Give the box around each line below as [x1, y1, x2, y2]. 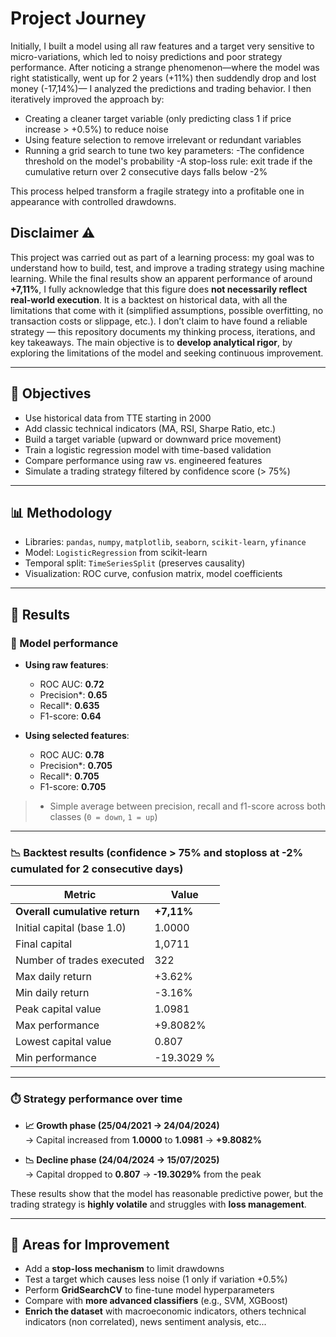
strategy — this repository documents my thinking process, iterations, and [10, 325, 316, 337]
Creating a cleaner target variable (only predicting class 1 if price [24, 112, 292, 124]
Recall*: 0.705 [39, 770, 100, 782]
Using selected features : [24, 730, 130, 742]
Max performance [15, 1018, 100, 1032]
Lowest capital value [15, 1035, 112, 1049]
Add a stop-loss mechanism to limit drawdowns [24, 1263, 225, 1275]
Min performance [15, 1051, 97, 1065]
